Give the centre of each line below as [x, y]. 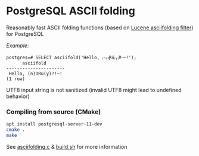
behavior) [18, 96]
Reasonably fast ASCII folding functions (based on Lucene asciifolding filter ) [100, 27]
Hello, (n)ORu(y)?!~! [35, 74]
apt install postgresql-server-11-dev [54, 124]
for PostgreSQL [25, 33]
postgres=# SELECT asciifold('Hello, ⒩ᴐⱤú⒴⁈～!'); [71, 57]
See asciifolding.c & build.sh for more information [67, 146]
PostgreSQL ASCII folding [71, 11]
